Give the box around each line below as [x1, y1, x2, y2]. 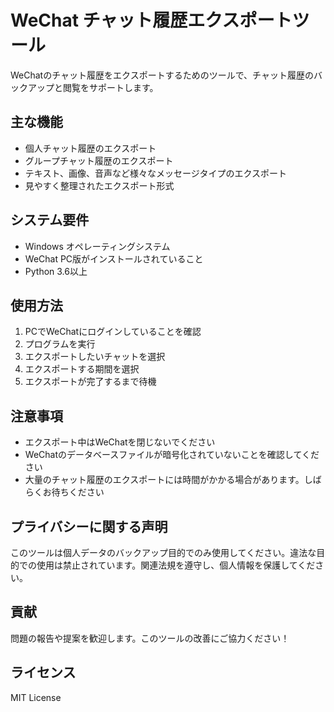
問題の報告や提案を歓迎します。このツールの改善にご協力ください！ [10, 632, 290, 644]
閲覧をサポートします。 [62, 81, 159, 93]
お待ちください [42, 486, 105, 498]
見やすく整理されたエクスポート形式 [24, 179, 175, 191]
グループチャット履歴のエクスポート [24, 154, 174, 166]
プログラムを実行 [24, 338, 96, 350]
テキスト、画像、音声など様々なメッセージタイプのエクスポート [24, 167, 288, 179]
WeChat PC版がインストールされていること [24, 252, 204, 265]
